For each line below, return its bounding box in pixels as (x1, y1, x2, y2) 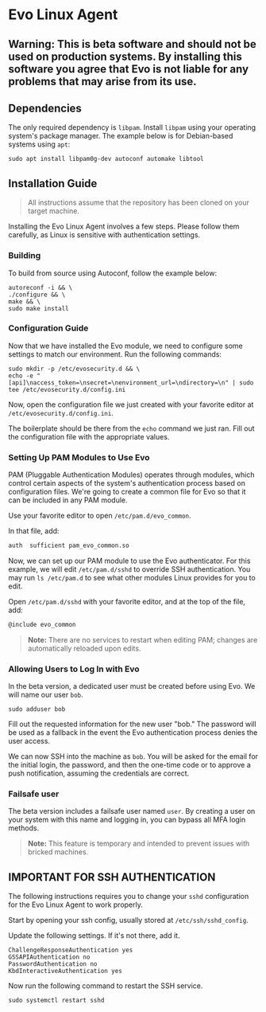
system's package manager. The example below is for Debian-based (8, 131, 233, 141)
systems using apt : (8, 139, 71, 149)
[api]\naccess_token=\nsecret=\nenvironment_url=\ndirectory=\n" (8, 378, 229, 387)
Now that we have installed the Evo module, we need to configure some (8, 341, 244, 350)
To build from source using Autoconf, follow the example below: (8, 268, 217, 278)
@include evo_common (8, 620, 77, 628)
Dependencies (8, 101, 82, 115)
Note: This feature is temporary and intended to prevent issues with (27, 838, 250, 849)
